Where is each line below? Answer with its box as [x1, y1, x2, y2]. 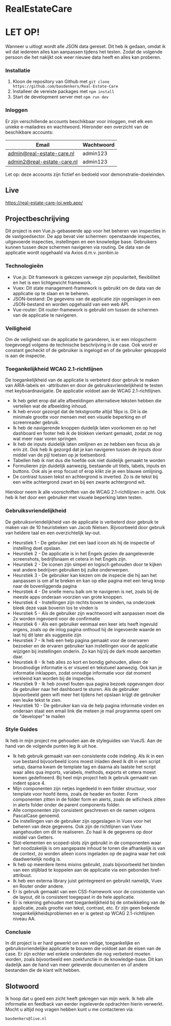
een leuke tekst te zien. [12, 697, 62, 703]
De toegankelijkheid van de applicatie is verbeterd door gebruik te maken [5, 377, 159, 383]
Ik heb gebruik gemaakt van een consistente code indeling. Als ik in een [12, 753, 164, 759]
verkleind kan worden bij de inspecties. [12, 675, 95, 681]
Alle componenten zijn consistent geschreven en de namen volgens [12, 807, 156, 813]
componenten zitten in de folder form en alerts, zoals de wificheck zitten [12, 796, 166, 802]
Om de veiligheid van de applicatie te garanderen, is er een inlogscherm [5, 336, 157, 342]
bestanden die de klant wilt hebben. [5, 967, 81, 973]
